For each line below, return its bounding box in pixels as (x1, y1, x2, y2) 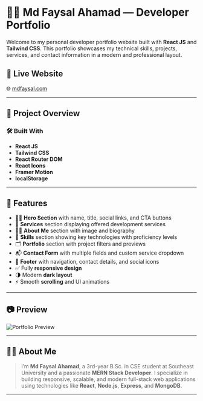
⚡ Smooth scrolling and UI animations (14, 278, 110, 285)
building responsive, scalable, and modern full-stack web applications (21, 375, 196, 383)
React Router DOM (14, 155, 63, 163)
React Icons (14, 162, 46, 169)
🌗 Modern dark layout (14, 272, 72, 279)
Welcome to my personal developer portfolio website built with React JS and (6, 38, 197, 45)
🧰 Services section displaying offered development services (14, 221, 166, 228)
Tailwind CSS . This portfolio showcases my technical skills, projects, (6, 45, 177, 52)
